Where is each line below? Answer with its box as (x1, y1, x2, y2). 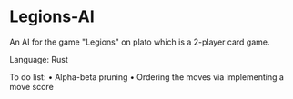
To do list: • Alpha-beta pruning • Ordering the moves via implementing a (9, 71, 285, 83)
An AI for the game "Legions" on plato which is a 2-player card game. (9, 36, 270, 47)
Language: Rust (9, 54, 68, 64)
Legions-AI (9, 6, 95, 27)
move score (9, 81, 55, 92)
